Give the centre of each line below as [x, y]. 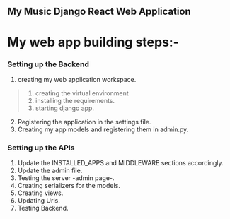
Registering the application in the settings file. [84, 122]
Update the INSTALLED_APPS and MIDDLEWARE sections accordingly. [121, 163]
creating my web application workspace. [77, 79]
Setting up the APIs [41, 148]
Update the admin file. [50, 171]
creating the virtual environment [82, 93]
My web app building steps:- [93, 42]
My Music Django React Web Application [99, 12]
